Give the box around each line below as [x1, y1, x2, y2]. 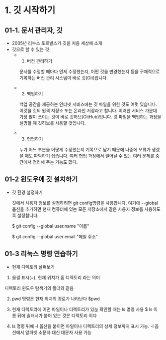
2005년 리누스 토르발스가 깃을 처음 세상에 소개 [11, 40, 102, 46]
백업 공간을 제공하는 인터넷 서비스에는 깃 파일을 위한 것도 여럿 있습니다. [19, 101, 158, 107]
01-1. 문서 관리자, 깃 [4, 26, 63, 34]
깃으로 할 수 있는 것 [11, 46, 49, 52]
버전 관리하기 [26, 58, 53, 64]
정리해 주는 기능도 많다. [32, 159, 78, 165]
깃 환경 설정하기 [11, 189, 43, 195]
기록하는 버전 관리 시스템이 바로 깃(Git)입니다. [19, 75, 108, 80]
